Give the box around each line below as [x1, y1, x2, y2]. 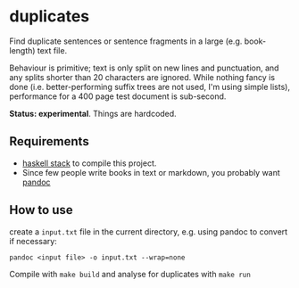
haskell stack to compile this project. [21, 158, 157, 169]
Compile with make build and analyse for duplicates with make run [9, 268, 252, 279]
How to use [9, 202, 73, 218]
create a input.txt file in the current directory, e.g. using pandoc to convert [9, 226, 288, 237]
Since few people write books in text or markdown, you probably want [21, 167, 281, 177]
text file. [37, 45, 68, 55]
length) [9, 45, 36, 55]
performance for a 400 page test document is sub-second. [9, 91, 227, 102]
